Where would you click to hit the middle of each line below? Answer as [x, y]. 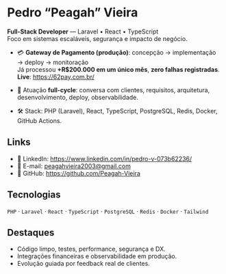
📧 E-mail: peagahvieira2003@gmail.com [74, 166]
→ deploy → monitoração [53, 62]
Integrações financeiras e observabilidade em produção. [97, 256]
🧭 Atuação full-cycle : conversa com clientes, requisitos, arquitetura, [113, 90]
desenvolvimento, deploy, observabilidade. [78, 97]
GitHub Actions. [39, 120]
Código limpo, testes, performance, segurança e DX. [91, 249]
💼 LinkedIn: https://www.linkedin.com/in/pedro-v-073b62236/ [104, 159]
